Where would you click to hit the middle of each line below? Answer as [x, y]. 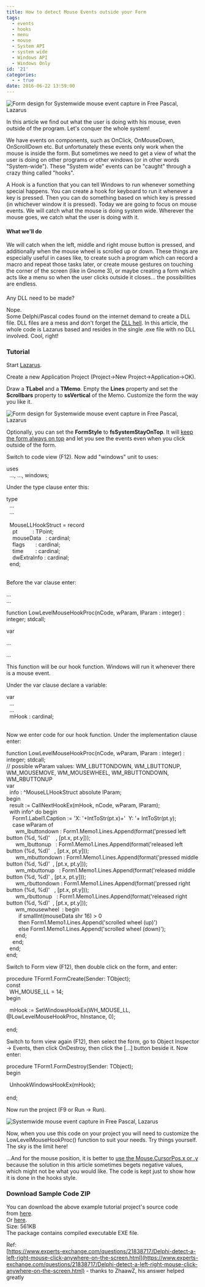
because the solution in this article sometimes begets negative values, [95, 1165]
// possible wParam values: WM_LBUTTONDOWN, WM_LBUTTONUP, [94, 766]
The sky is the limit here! [37, 1147]
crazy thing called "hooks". [40, 173]
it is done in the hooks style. [42, 1178]
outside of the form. [31, 445]
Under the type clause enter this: [48, 487]
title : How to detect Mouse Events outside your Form [76, 12]
